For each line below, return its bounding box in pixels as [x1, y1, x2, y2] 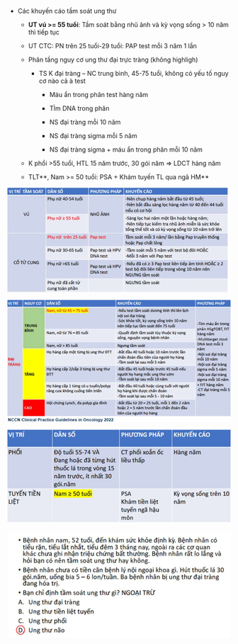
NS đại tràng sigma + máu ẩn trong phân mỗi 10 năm [49, 145, 203, 154]
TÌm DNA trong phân [49, 104, 110, 113]
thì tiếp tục [28, 28, 60, 36]
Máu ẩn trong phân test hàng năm [49, 91, 149, 98]
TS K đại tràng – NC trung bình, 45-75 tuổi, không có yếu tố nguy [38, 69, 229, 77]
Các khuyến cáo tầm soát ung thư [17, 7, 117, 15]
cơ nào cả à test [38, 77, 86, 85]
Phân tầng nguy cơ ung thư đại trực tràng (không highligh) [28, 55, 198, 64]
